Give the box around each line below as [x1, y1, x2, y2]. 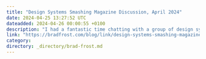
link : [6, 32, 20, 38]
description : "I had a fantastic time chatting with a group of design [6, 26, 193, 33]
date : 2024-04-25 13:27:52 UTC [6, 15, 86, 21]
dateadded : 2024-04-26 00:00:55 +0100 [6, 20, 105, 26]
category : [6, 37, 32, 44]
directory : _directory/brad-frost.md [6, 44, 103, 50]
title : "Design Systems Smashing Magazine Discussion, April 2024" [6, 9, 183, 15]
